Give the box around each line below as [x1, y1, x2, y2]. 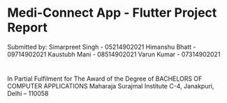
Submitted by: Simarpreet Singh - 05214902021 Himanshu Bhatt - [7, 42, 196, 51]
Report [7, 19, 47, 35]
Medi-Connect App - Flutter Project [7, 5, 217, 21]
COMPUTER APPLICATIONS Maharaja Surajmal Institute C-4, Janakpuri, [7, 82, 214, 90]
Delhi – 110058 [7, 89, 49, 98]
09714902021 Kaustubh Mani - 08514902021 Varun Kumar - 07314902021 [7, 50, 221, 58]
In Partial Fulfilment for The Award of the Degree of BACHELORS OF [7, 74, 203, 83]
